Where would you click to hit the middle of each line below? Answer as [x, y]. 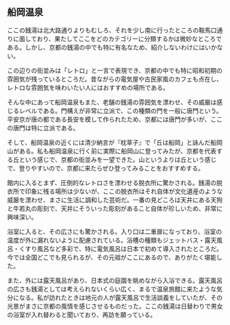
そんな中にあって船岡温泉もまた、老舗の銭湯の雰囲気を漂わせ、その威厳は [112, 102]
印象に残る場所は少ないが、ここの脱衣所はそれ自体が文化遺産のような [124, 191]
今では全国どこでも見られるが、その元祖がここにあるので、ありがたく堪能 [112, 257]
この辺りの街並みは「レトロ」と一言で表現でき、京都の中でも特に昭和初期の [115, 70]
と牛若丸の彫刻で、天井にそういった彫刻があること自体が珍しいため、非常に [115, 208]
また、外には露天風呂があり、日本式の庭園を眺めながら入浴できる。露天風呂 [115, 280]
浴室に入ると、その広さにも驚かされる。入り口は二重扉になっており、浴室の [115, 231]
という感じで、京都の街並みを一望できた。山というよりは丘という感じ [118, 159]
